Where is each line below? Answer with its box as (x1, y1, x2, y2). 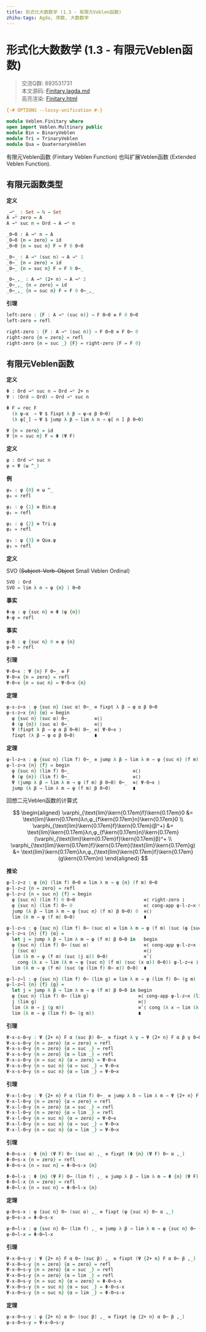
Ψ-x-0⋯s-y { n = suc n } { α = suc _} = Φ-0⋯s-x (6, 1284, 124, 1290)
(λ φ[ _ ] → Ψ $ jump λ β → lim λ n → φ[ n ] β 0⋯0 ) (12, 416, 144, 423)
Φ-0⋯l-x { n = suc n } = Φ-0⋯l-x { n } (6, 1185, 97, 1191)
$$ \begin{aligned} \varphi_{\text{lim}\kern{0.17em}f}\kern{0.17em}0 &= (12, 809, 194, 816)
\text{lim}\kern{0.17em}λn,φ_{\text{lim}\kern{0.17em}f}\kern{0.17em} (21, 848, 194, 855)
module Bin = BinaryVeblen (6, 130, 75, 136)
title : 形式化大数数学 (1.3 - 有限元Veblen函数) (6, 9, 122, 15)
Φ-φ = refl (6, 614, 34, 621)
